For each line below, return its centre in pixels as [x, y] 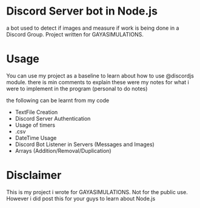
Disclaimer [34, 176]
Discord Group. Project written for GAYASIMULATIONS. [75, 34]
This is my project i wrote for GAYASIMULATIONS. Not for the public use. [97, 192]
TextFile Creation [36, 112]
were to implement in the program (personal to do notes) [77, 89]
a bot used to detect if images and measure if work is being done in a [93, 28]
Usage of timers [35, 125]
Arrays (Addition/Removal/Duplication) [63, 150]
